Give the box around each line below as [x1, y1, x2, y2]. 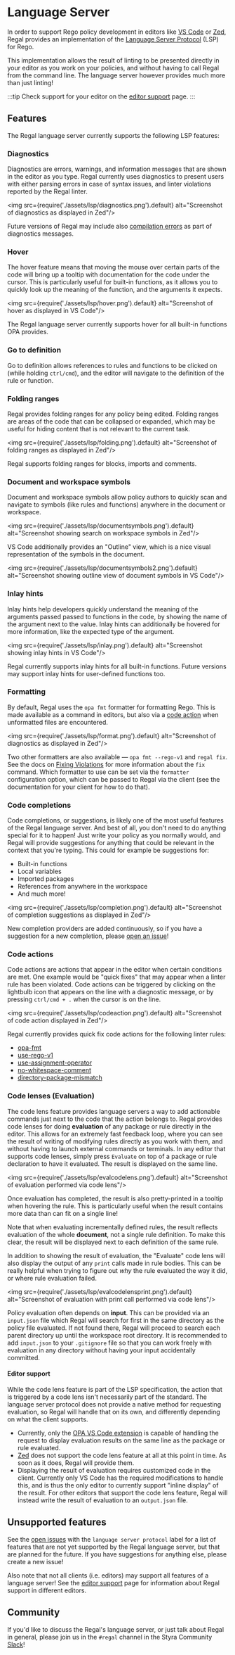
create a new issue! [7, 1557, 64, 1566]
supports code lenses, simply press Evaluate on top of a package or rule [7, 1152, 217, 1160]
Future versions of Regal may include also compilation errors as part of [7, 222, 213, 231]
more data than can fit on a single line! [7, 1209, 118, 1217]
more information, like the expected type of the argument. [7, 627, 175, 635]
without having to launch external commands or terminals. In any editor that [7, 1144, 226, 1153]
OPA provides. [7, 328, 49, 336]
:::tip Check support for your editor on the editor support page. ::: [7, 92, 196, 101]
